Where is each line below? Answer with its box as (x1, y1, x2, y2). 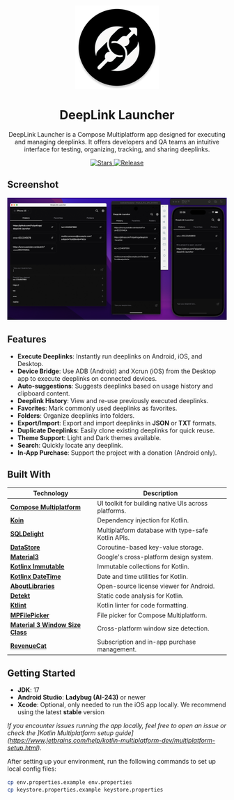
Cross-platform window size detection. (97, 624, 210, 633)
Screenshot (7, 179, 59, 190)
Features (7, 333, 47, 345)
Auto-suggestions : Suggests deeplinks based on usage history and (17, 382, 214, 390)
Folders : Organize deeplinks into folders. (17, 411, 135, 420)
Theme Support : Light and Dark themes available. (17, 433, 162, 441)
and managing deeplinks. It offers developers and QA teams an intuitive (15, 137, 219, 146)
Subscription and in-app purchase (97, 637, 196, 647)
